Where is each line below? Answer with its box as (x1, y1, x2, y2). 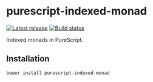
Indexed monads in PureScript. (6, 36, 84, 43)
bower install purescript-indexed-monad (6, 70, 110, 76)
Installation (6, 53, 50, 64)
